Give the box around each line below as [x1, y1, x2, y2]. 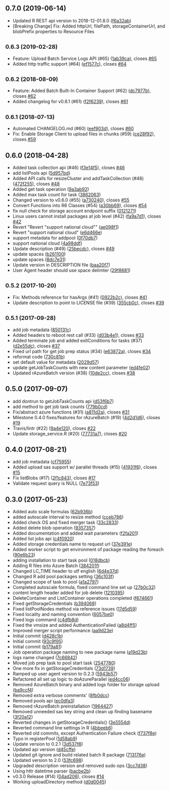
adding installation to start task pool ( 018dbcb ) [12, 557, 110, 564]
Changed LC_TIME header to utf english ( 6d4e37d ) [12, 568, 119, 574]
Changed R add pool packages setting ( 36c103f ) [12, 573, 114, 579]
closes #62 [12, 93, 37, 99]
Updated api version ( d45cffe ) [12, 746, 76, 752]
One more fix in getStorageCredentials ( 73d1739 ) [12, 665, 116, 671]
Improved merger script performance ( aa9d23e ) [12, 628, 114, 634]
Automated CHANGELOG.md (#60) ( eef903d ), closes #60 [12, 126, 134, 132]
